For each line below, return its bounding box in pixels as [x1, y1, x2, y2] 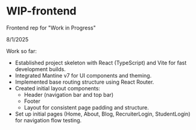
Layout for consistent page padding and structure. [24, 104, 149, 111]
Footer [24, 97, 40, 105]
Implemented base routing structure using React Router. [14, 78, 154, 85]
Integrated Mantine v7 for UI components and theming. [14, 72, 152, 79]
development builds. [14, 65, 66, 73]
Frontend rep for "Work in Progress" [6, 24, 96, 31]
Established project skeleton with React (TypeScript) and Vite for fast [14, 59, 187, 66]
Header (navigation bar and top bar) [24, 91, 114, 98]
